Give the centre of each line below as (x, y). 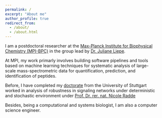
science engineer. (23, 110)
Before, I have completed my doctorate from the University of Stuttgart (76, 85)
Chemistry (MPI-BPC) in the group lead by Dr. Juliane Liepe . (65, 51)
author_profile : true (27, 18)
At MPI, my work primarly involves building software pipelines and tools (77, 60)
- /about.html (24, 32)
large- (143, 66)
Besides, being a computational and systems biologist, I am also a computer (81, 105)
